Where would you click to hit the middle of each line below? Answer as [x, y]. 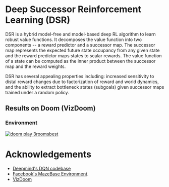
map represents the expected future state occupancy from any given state [82, 50]
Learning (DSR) [38, 20]
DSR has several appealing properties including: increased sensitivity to [80, 76]
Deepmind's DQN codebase [42, 168]
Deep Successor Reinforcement [73, 9]
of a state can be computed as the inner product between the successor [80, 61]
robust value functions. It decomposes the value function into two [74, 40]
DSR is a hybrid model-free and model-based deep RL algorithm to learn [81, 34]
